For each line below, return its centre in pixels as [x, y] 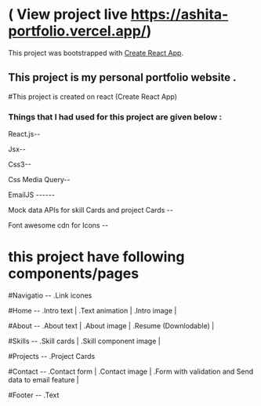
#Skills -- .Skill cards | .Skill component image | [84, 341]
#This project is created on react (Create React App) [93, 97]
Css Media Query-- [39, 180]
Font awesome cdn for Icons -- [58, 225]
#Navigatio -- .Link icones [50, 295]
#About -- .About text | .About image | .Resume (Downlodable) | [111, 326]
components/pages [74, 274]
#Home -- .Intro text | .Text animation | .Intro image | [92, 310]
